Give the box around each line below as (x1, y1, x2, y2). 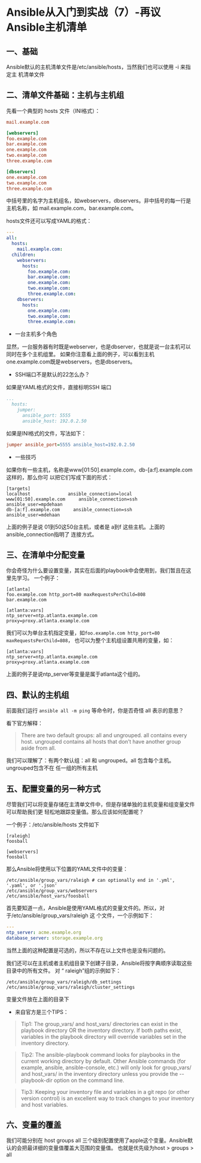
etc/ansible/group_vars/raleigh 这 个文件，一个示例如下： (13, 912, 154, 919)
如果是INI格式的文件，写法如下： (6, 430, 87, 437)
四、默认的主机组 (6, 690, 69, 700)
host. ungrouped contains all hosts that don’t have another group (20, 738, 181, 745)
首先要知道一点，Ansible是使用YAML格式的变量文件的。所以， (6, 905, 160, 911)
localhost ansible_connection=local (6, 491, 133, 497)
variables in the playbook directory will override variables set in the (20, 1033, 187, 1040)
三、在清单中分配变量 (6, 550, 85, 560)
